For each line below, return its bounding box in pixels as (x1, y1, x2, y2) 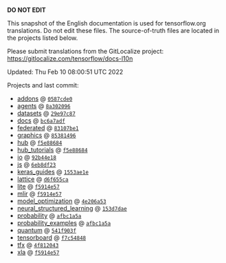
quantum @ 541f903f (16, 227, 77, 234)
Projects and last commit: (7, 81, 79, 89)
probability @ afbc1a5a (16, 211, 82, 220)
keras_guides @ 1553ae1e (16, 168, 89, 176)
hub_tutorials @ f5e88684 (16, 146, 88, 154)
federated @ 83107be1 (16, 124, 79, 131)
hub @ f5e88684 (16, 138, 63, 147)
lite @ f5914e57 (16, 182, 60, 190)
